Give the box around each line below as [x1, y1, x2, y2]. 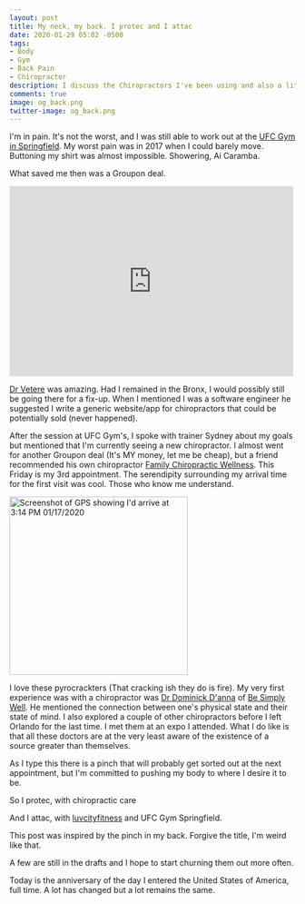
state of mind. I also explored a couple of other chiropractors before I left [9, 711, 282, 722]
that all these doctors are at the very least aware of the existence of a [9, 730, 270, 741]
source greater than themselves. [9, 740, 132, 751]
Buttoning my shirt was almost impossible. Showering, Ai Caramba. [9, 151, 261, 162]
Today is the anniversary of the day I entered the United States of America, [9, 875, 290, 886]
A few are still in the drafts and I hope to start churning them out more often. [9, 858, 294, 869]
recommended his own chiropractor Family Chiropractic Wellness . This [9, 460, 275, 471]
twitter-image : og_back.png [9, 106, 116, 115]
